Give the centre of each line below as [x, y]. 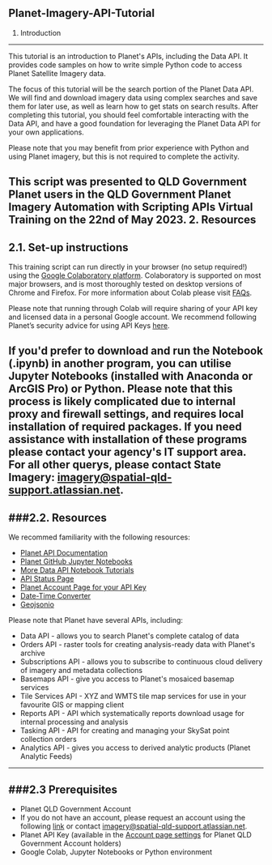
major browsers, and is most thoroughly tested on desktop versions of [125, 284]
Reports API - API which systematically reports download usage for [132, 714]
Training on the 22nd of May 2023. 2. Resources [132, 220]
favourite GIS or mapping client [72, 705]
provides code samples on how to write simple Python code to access [125, 65]
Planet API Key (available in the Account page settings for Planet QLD [136, 835]
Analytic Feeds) [46, 756]
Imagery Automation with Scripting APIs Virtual [131, 207]
